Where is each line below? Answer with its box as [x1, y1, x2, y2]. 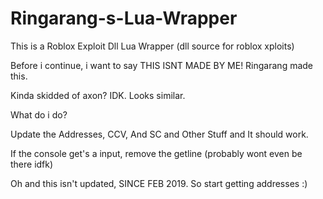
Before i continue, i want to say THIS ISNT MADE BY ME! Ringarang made [10, 59, 314, 71]
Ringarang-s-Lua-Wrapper [10, 7, 238, 30]
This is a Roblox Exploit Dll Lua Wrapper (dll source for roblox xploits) [10, 40, 295, 52]
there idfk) [10, 158, 54, 170]
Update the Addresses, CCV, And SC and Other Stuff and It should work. [10, 128, 309, 140]
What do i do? [10, 108, 68, 121]
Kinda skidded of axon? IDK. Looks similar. [10, 89, 186, 101]
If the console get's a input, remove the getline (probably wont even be [10, 147, 303, 159]
